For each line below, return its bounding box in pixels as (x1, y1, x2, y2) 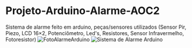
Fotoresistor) (5, 36, 36, 43)
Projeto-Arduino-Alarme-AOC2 (5, 4, 160, 18)
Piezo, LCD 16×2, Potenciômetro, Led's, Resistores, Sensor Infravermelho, (5, 29, 184, 36)
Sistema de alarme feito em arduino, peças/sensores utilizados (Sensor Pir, (5, 23, 187, 30)
